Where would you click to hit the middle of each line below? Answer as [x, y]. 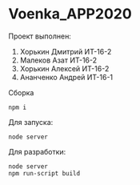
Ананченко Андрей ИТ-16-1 [66, 77]
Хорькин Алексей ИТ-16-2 [64, 68]
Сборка [21, 92]
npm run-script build [44, 173]
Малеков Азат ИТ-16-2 [58, 60]
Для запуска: [31, 122]
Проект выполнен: [40, 36]
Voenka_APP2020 [70, 14]
